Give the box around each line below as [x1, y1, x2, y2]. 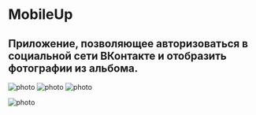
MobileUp [8, 6, 73, 24]
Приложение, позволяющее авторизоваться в [8, 37, 248, 50]
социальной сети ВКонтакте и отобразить [8, 49, 227, 62]
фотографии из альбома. [8, 61, 139, 75]
